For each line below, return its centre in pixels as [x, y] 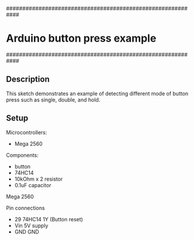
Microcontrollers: [27, 132]
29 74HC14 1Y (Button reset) [49, 219]
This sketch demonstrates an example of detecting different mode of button [97, 93]
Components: [22, 155]
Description [28, 80]
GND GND [27, 232]
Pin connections [25, 208]
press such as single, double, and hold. [53, 100]
